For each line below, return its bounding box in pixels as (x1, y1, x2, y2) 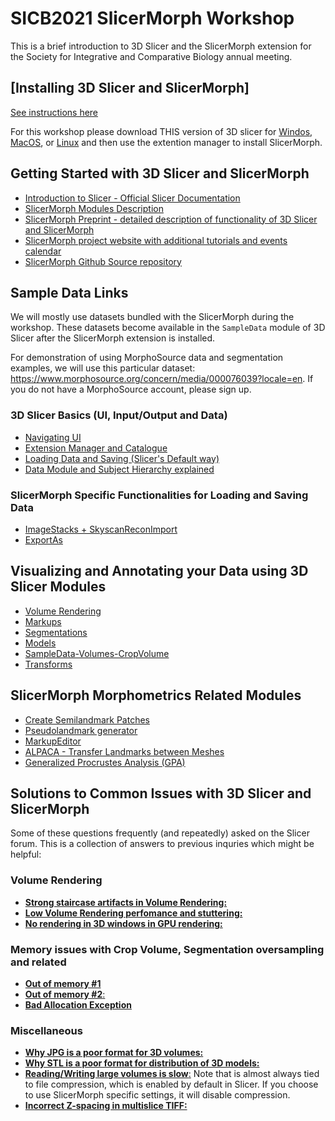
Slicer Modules (10, 578, 107, 596)
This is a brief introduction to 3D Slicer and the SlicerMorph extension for (10, 40, 312, 52)
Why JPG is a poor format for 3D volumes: (24, 1047, 204, 1059)
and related (10, 955, 67, 969)
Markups (24, 615, 62, 627)
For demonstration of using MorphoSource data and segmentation (10, 352, 284, 364)
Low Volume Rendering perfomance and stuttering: (24, 907, 243, 919)
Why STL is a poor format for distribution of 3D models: (24, 1057, 260, 1069)
